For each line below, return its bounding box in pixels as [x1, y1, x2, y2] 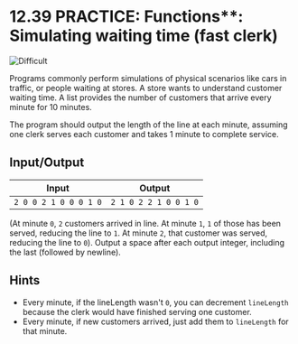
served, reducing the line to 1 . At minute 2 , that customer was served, [9, 228, 268, 238]
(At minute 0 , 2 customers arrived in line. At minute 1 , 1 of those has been [9, 218, 282, 228]
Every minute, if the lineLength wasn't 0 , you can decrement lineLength [22, 296, 289, 308]
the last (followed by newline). [9, 246, 122, 257]
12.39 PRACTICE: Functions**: [9, 6, 244, 27]
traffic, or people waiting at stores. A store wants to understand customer [9, 82, 283, 93]
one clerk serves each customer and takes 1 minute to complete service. [9, 128, 280, 139]
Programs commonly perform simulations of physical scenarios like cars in [9, 72, 287, 83]
